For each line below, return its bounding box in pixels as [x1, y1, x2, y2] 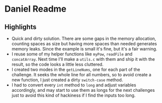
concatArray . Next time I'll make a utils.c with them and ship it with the [11, 56, 155, 62]
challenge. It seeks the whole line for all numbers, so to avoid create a [11, 72, 151, 77]
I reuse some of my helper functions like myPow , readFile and [11, 51, 133, 57]
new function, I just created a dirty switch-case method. [11, 77, 123, 83]
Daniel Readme [4, 3, 66, 15]
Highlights [4, 23, 37, 31]
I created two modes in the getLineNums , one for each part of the [11, 67, 140, 72]
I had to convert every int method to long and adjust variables [11, 82, 136, 88]
